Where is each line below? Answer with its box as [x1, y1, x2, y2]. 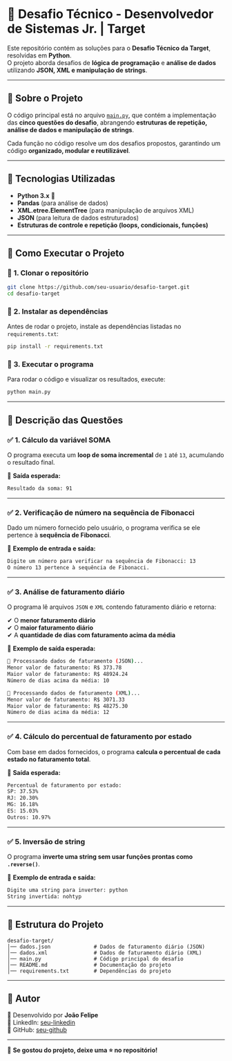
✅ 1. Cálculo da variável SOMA [7, 435, 111, 445]
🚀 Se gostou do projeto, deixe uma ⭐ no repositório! [7, 1046, 157, 1055]
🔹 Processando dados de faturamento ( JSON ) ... [7, 658, 144, 665]
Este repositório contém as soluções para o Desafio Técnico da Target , [7, 44, 211, 52]
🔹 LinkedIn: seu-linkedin [7, 1018, 76, 1027]
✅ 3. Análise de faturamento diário [7, 587, 126, 596]
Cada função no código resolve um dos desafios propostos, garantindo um [7, 139, 221, 148]
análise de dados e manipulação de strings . [7, 125, 135, 134]
